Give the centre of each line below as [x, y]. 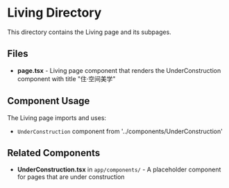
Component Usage [49, 101]
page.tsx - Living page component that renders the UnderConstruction [119, 70]
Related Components [54, 153]
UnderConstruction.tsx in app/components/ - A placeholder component [119, 170]
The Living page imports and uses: [57, 118]
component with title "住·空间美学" [66, 78]
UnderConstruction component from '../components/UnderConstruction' [120, 131]
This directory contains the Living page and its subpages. [89, 32]
